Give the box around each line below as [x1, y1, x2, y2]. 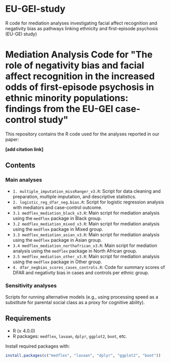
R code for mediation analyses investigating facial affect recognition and [5, 20, 157, 26]
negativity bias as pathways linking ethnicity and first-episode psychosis [5, 25, 158, 31]
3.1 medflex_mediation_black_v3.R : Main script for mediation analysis [12, 210, 160, 216]
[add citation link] [5, 146, 43, 152]
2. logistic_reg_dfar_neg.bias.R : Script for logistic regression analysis [12, 199, 164, 205]
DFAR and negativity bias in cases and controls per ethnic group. [12, 269, 150, 276]
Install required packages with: [5, 343, 70, 349]
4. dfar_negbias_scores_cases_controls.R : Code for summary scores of [12, 264, 165, 270]
